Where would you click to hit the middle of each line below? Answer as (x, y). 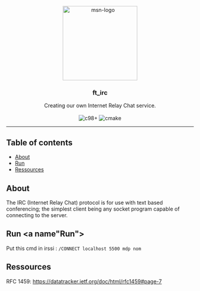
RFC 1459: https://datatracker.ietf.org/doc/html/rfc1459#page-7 (84, 281)
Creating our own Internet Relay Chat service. (100, 106)
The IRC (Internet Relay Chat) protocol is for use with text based (85, 202)
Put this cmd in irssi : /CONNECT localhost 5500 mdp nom (74, 248)
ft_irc (100, 92)
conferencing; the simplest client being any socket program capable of (93, 209)
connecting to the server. (37, 215)
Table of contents (39, 143)
